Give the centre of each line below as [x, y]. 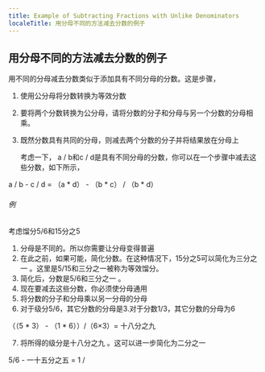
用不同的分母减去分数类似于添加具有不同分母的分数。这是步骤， [114, 79]
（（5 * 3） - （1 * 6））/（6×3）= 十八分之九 [82, 325]
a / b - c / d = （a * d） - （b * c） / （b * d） [83, 184]
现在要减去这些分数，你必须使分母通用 [83, 288]
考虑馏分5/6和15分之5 [44, 231]
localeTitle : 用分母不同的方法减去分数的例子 [77, 23]
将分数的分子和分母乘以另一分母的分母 [83, 298]
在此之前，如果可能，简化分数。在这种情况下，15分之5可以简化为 [128, 258]
